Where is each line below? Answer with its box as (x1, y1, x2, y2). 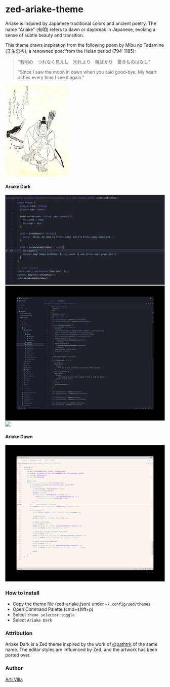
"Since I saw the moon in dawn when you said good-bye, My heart (17, 69, 157, 75)
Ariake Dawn (5, 433, 33, 440)
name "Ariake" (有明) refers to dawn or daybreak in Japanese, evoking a (5, 26, 156, 32)
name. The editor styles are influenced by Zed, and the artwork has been (5, 646, 158, 653)
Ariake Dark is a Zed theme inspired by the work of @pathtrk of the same (5, 641, 158, 647)
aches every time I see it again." (17, 74, 84, 80)
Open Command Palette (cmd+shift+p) (12, 606, 94, 612)
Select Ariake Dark (12, 617, 52, 623)
